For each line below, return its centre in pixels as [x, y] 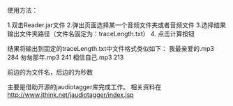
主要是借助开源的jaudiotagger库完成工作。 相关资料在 [84, 87]
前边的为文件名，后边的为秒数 [50, 72]
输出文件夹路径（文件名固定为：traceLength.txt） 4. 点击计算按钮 [101, 34]
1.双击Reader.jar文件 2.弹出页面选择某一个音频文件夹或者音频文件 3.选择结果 [117, 25]
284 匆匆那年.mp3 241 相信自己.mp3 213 [66, 57]
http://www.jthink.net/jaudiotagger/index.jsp [70, 95]
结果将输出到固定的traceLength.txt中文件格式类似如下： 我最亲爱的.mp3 [111, 48]
